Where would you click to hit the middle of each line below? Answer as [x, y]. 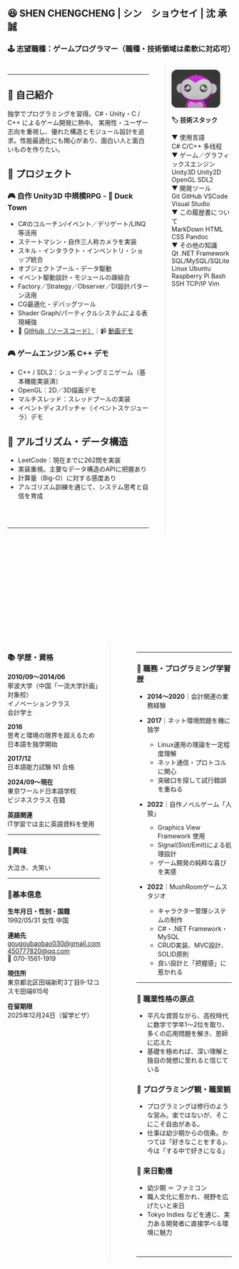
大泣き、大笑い [29, 867]
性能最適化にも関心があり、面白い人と [76, 140]
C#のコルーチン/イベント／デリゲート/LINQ [82, 224]
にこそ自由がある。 [175, 1124]
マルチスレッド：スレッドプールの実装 [74, 399]
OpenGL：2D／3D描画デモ [57, 390]
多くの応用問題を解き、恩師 [188, 1033]
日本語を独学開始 [32, 744]
